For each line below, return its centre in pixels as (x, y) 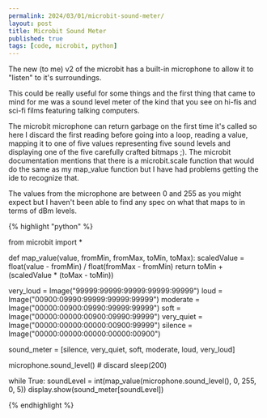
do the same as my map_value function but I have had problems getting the (133, 169)
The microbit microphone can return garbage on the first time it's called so (133, 126)
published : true (36, 38)
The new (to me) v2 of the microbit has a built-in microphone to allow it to (131, 69)
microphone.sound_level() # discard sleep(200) (88, 365)
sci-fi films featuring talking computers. (74, 111)
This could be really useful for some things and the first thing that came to (132, 93)
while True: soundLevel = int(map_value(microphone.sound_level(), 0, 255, (132, 381)
